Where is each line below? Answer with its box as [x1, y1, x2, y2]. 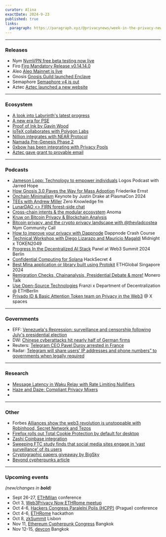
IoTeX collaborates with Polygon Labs [12, 128, 89, 134]
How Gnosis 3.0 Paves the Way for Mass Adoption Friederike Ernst [12, 188, 148, 194]
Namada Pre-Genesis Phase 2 [12, 139, 74, 145]
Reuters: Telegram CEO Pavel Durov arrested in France [12, 342, 124, 348]
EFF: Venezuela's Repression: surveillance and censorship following [12, 327, 151, 333]
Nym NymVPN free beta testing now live [12, 58, 95, 64]
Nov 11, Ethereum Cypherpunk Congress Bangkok [12, 521, 114, 527]
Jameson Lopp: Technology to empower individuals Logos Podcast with [12, 178, 159, 184]
